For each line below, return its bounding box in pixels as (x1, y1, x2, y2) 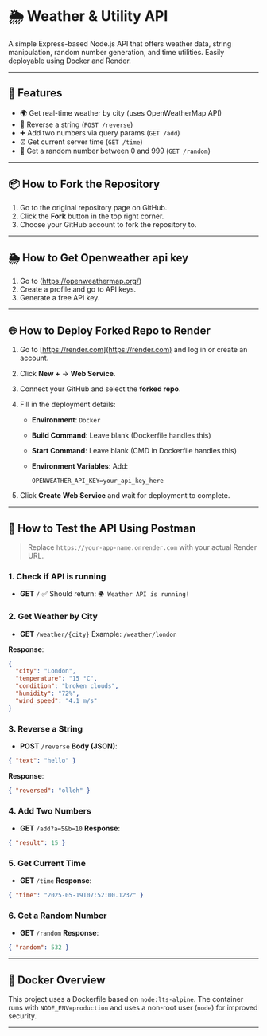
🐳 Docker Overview (8, 973, 106, 987)
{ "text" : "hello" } (8, 757, 77, 765)
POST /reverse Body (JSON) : (19, 741, 118, 751)
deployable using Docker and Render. (8, 56, 131, 65)
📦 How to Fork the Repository (8, 178, 161, 191)
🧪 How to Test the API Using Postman (8, 521, 196, 535)
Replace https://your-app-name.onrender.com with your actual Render (27, 543, 257, 551)
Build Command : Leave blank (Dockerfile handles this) (31, 430, 212, 440)
